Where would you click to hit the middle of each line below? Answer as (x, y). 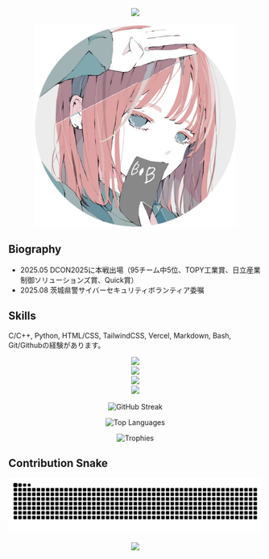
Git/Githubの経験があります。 (57, 345)
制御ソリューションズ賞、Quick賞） (79, 279)
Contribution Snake (58, 463)
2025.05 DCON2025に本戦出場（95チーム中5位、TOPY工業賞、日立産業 (140, 270)
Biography (35, 249)
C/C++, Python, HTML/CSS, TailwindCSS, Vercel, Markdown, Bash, (120, 335)
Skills (22, 316)
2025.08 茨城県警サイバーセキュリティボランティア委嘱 (112, 290)
